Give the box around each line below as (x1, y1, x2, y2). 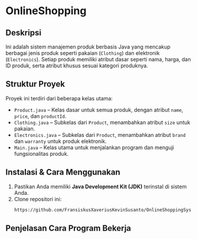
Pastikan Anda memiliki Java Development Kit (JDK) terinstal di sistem (14, 183, 187, 190)
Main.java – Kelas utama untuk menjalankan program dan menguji (14, 143, 175, 151)
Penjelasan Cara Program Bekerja (5, 223, 132, 233)
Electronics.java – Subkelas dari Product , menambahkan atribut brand (14, 131, 186, 138)
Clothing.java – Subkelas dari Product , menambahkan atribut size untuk (14, 119, 191, 126)
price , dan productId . (14, 112, 67, 119)
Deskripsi (5, 28, 42, 38)
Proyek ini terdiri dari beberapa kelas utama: (5, 94, 113, 102)
